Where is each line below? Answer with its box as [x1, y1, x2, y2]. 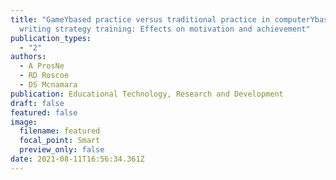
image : [10, 117, 38, 127]
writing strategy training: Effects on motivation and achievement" [19, 24, 311, 34]
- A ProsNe [19, 61, 65, 71]
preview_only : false [19, 145, 105, 155]
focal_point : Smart [19, 136, 101, 146]
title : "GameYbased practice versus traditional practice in [10, 14, 271, 25]
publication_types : [10, 33, 92, 43]
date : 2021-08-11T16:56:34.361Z [10, 154, 145, 164]
